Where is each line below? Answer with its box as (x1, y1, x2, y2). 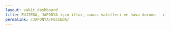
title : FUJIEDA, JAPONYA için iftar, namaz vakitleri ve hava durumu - (5, 12, 160, 17)
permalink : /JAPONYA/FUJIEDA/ (5, 17, 70, 22)
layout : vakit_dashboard (5, 7, 58, 13)
